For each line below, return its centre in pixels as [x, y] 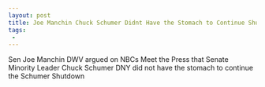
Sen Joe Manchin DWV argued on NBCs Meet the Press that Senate [118, 60]
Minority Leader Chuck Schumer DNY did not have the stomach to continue [131, 68]
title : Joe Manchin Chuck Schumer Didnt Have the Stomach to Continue [127, 23]
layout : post [30, 15]
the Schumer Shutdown [47, 76]
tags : [17, 30]
